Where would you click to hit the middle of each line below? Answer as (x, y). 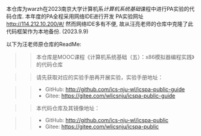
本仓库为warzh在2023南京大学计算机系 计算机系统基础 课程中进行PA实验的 (98, 9)
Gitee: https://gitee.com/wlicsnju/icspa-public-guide (110, 96)
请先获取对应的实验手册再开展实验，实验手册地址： (100, 77)
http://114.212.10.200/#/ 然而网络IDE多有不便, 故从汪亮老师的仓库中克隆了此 (100, 24)
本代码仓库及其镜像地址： (68, 108)
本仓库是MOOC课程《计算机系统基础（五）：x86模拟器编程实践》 (115, 57)
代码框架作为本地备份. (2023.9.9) (47, 31)
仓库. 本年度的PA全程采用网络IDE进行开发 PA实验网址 (77, 16)
